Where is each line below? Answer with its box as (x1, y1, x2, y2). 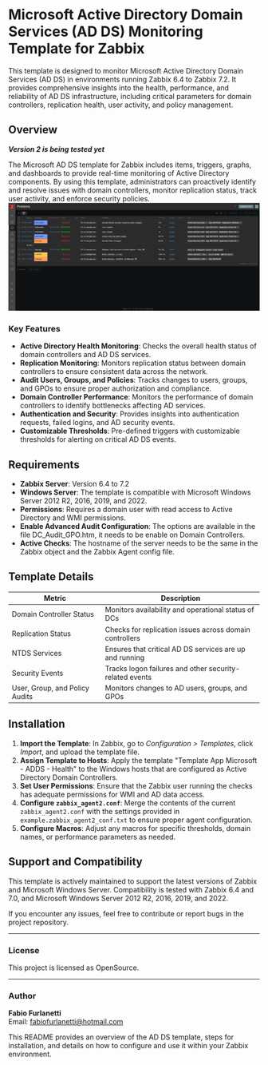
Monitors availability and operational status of (104, 605, 254, 614)
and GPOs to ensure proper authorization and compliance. (19, 383, 212, 393)
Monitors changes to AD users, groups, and (104, 683, 247, 693)
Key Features (8, 323, 61, 334)
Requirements (8, 458, 80, 471)
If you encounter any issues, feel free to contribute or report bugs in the (8, 908, 245, 918)
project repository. (8, 917, 69, 927)
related (104, 673, 128, 682)
